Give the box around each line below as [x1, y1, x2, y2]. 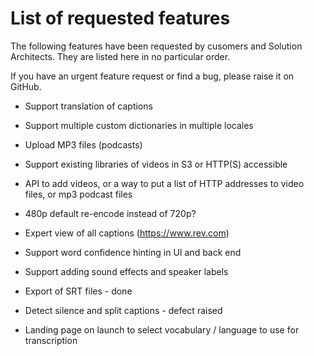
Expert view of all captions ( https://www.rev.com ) [24, 227, 230, 239]
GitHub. [10, 80, 42, 92]
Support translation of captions [24, 100, 153, 112]
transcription [24, 334, 78, 346]
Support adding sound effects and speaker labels [24, 265, 229, 277]
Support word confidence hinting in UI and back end [24, 246, 242, 258]
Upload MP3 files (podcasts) [24, 138, 143, 151]
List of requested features [10, 7, 231, 30]
